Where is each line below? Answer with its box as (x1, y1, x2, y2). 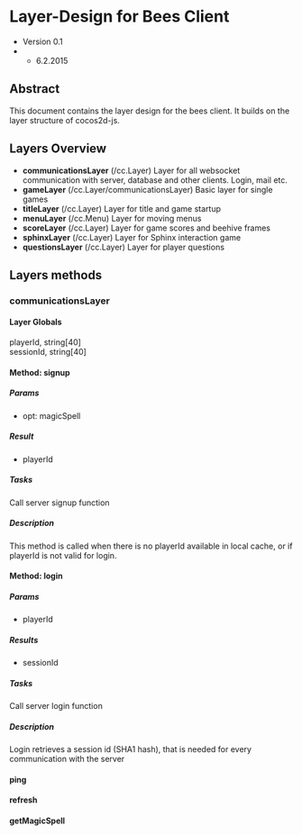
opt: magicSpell (22, 410, 81, 421)
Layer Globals (9, 317, 62, 328)
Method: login (9, 570, 63, 582)
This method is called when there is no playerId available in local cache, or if (9, 540, 293, 551)
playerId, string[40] (9, 337, 81, 348)
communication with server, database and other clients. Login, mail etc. (22, 174, 288, 186)
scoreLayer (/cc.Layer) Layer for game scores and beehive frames (22, 222, 271, 233)
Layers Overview (9, 141, 106, 157)
